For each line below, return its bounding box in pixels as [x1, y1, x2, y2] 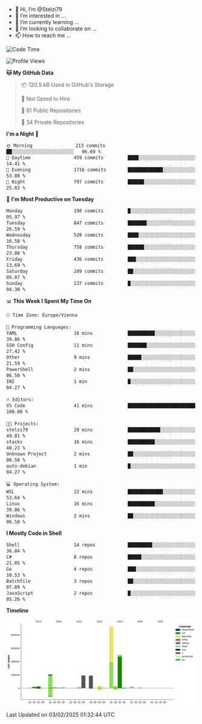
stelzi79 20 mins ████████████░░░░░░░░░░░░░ [6, 427, 196, 433]
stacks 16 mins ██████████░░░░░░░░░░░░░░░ [6, 439, 196, 445]
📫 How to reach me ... [14, 32, 71, 39]
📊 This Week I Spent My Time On [6, 298, 92, 304]
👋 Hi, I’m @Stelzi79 [14, 6, 63, 13]
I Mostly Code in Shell [6, 530, 62, 537]
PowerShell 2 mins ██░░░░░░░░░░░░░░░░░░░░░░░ [6, 367, 196, 373]
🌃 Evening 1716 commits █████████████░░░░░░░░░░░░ [6, 167, 196, 173]
